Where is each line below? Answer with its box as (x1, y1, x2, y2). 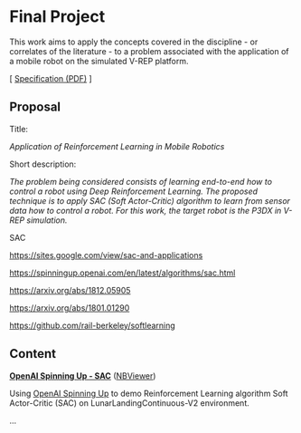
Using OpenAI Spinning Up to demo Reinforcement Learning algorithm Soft (9, 388, 288, 399)
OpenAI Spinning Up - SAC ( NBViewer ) (9, 370, 156, 381)
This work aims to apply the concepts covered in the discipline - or (9, 36, 259, 47)
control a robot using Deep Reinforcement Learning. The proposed (9, 186, 259, 197)
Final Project (9, 6, 106, 27)
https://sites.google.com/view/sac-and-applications (9, 249, 203, 260)
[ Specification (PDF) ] (9, 72, 92, 83)
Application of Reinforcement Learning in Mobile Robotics (9, 140, 225, 151)
